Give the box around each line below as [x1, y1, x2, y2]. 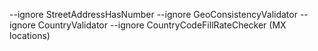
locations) [9, 30, 51, 41]
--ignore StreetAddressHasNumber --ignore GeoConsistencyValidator [9, 9, 298, 20]
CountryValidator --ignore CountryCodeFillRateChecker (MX [37, 19, 287, 31]
